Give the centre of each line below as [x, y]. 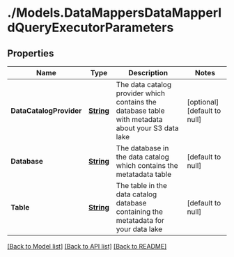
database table [140, 111]
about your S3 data [147, 128]
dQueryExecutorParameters [91, 28]
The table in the [141, 186]
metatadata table [144, 174]
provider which [141, 93]
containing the [140, 212]
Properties [31, 53]
